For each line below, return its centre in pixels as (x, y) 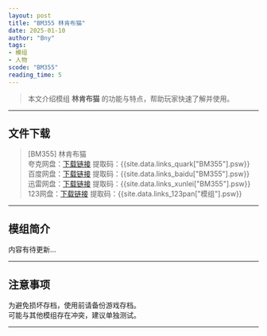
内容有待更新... (33, 250)
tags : (17, 45)
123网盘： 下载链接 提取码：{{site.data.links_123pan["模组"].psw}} (135, 194)
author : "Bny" (32, 38)
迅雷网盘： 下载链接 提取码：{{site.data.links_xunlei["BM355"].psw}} (139, 184)
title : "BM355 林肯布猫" (47, 23)
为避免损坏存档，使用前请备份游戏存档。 (74, 305)
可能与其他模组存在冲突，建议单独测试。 (74, 315)
